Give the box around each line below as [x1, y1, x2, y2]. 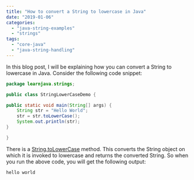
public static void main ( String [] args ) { [6, 102, 112, 108]
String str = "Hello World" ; [17, 107, 88, 114]
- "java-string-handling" [11, 47, 75, 53]
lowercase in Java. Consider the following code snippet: [6, 69, 143, 77]
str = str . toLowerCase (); [17, 113, 81, 119]
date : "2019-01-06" [6, 14, 54, 20]
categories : [6, 19, 35, 25]
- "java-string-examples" [11, 25, 75, 31]
